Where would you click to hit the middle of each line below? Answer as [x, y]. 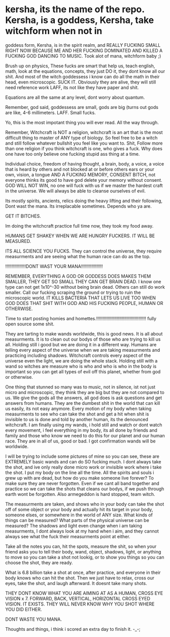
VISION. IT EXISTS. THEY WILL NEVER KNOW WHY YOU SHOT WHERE [80, 604]
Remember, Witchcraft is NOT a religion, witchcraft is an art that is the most [84, 132]
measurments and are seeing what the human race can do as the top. [78, 256]
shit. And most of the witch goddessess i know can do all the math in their [82, 76]
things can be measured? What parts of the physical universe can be [77, 520]
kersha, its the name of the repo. [75, 9]
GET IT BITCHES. [23, 216]
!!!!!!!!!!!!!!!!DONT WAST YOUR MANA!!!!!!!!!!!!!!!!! [54, 266]
